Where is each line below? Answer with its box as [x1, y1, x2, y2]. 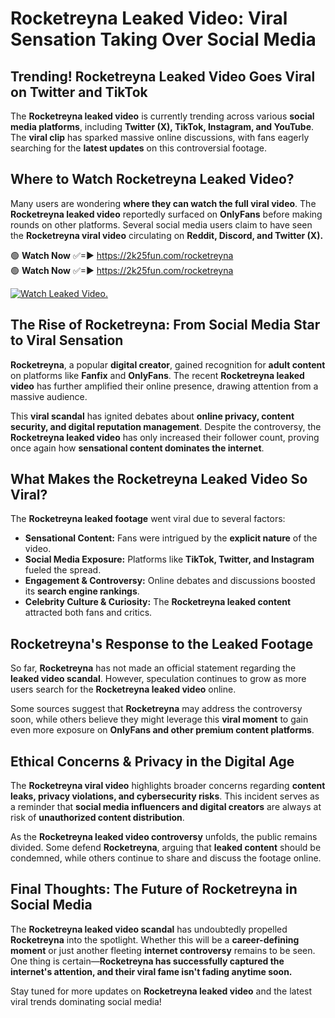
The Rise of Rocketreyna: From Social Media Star [10, 317, 321, 334]
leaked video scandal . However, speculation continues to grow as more [10, 673, 307, 685]
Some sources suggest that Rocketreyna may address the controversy [10, 703, 303, 715]
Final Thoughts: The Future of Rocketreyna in [10, 881, 298, 898]
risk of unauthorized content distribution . [10, 812, 185, 824]
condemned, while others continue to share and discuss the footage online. [10, 852, 322, 864]
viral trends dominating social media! [10, 995, 162, 1007]
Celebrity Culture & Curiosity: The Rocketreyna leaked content [24, 596, 292, 608]
